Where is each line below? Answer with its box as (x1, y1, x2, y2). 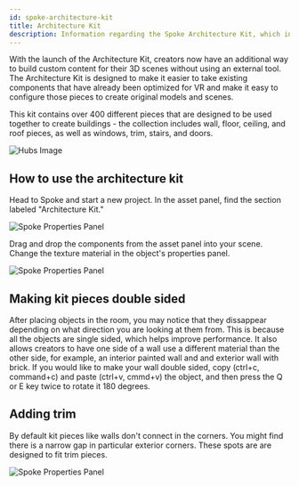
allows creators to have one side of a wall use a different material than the (9, 344, 280, 353)
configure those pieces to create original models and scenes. (9, 92, 234, 102)
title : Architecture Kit (9, 21, 101, 30)
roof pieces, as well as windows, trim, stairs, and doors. (9, 128, 214, 139)
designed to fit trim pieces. (9, 449, 109, 459)
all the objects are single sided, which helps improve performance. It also (9, 334, 278, 344)
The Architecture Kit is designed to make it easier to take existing (9, 73, 248, 84)
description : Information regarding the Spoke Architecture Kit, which (9, 29, 280, 38)
